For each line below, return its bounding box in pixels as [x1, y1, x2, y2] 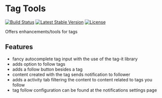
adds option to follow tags [12, 61, 66, 67]
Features [5, 43, 33, 51]
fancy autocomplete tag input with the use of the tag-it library [12, 56, 138, 62]
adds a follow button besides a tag [12, 66, 83, 72]
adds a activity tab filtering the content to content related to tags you [12, 76, 152, 82]
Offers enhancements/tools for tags [5, 28, 78, 34]
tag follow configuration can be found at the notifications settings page [12, 87, 157, 93]
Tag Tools [5, 3, 46, 14]
